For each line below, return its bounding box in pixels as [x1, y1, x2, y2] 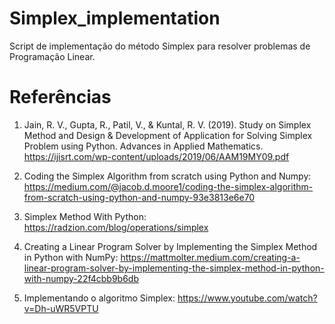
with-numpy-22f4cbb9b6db [23, 272, 139, 284]
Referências [9, 86, 112, 109]
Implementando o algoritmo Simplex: [23, 292, 176, 304]
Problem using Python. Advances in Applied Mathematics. [23, 140, 264, 152]
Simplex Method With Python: [23, 210, 147, 222]
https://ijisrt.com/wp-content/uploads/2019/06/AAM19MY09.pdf [23, 150, 290, 162]
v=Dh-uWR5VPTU [23, 302, 99, 314]
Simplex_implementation [9, 7, 221, 30]
